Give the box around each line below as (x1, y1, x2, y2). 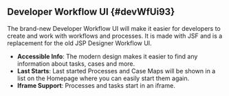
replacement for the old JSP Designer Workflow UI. (7, 38, 153, 47)
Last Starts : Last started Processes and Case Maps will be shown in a (17, 67, 216, 75)
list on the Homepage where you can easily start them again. (17, 74, 190, 82)
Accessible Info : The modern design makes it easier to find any (17, 52, 198, 60)
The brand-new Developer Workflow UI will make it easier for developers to (7, 24, 221, 32)
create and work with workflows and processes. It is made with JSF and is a (7, 32, 223, 40)
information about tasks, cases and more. (17, 59, 135, 68)
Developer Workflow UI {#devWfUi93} (7, 6, 175, 18)
